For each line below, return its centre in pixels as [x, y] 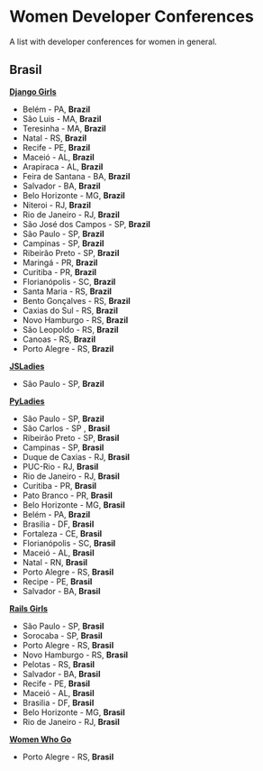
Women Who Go [41, 739]
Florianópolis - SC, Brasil [69, 543]
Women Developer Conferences [131, 17]
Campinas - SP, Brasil [63, 447]
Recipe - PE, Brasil [57, 581]
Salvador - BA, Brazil [61, 186]
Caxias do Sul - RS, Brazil [70, 310]
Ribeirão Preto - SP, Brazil [71, 252]
